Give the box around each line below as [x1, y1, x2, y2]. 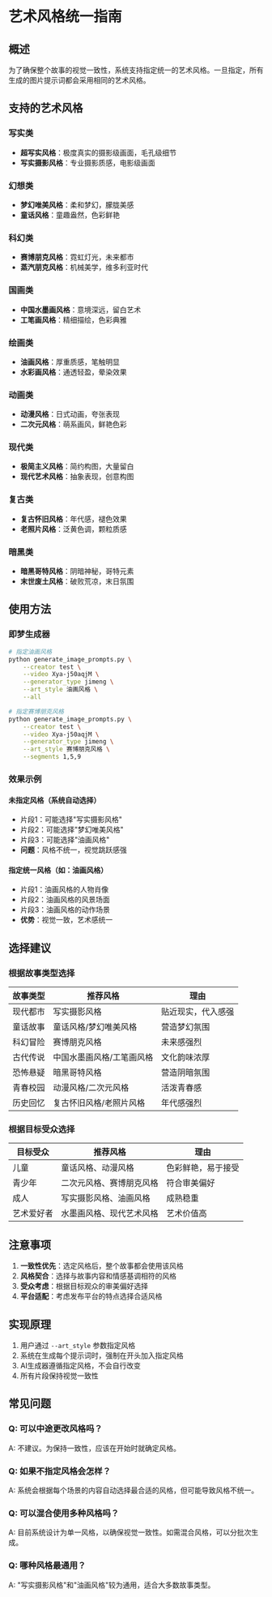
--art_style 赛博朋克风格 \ [23, 745, 111, 754]
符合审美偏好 [166, 1177, 216, 1188]
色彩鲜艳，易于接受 [166, 1162, 240, 1174]
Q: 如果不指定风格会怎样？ [8, 1465, 111, 1476]
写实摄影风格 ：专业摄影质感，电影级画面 [19, 157, 155, 167]
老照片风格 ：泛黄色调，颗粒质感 [19, 524, 127, 533]
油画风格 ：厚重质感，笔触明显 [19, 357, 120, 366]
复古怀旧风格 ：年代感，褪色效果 [19, 514, 127, 524]
